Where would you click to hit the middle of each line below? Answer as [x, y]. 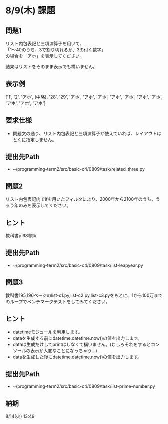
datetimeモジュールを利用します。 [47, 332]
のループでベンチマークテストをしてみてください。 [58, 301]
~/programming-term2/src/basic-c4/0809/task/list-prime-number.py [84, 386]
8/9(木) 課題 [30, 10]
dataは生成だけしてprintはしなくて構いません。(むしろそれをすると [82, 344]
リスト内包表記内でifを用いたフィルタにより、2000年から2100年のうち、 [81, 199]
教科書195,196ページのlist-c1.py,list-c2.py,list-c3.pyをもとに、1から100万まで [84, 295]
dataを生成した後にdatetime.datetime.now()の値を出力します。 [77, 357]
